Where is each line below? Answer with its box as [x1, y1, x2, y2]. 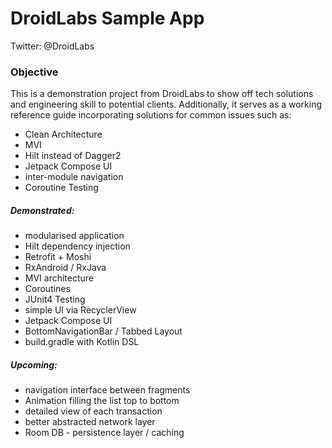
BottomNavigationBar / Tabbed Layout [24, 325, 183, 337]
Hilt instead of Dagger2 [24, 150, 122, 162]
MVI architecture [24, 272, 95, 284]
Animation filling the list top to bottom [24, 395, 180, 407]
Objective [10, 65, 59, 79]
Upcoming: [10, 358, 58, 371]
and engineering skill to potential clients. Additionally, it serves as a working [10, 98, 323, 111]
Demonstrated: [10, 204, 75, 216]
